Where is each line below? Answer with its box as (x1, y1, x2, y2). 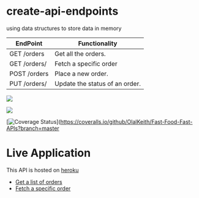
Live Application (6, 146, 91, 160)
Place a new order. (54, 69, 108, 78)
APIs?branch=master (6, 124, 59, 132)
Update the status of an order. (54, 79, 141, 88)
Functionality (78, 39, 118, 47)
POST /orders (9, 69, 49, 78)
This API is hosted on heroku (6, 166, 79, 173)
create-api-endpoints (6, 4, 119, 18)
